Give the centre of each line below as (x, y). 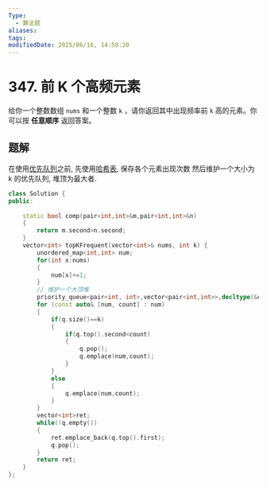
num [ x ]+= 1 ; (69, 275)
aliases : (23, 30)
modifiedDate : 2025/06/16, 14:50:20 (69, 45)
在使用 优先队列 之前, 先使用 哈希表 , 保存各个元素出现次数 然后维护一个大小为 (132, 169)
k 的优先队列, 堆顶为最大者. (52, 178)
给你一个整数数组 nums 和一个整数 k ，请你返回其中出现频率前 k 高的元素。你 (133, 111)
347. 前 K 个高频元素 (75, 87)
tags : (17, 38)
